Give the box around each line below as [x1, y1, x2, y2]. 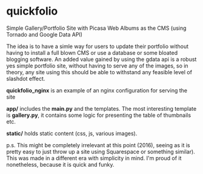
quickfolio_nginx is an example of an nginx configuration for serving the [6, 86, 188, 94]
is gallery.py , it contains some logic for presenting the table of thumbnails [6, 111, 191, 119]
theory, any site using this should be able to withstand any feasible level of [6, 68, 193, 75]
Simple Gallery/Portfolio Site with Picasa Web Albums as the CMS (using [6, 24, 187, 32]
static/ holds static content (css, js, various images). [6, 130, 138, 137]
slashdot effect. [6, 75, 45, 82]
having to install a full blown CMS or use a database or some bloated [6, 49, 178, 56]
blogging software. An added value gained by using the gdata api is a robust [6, 55, 197, 63]
